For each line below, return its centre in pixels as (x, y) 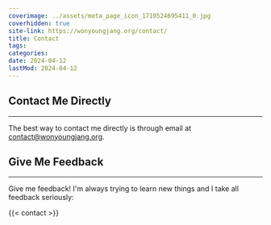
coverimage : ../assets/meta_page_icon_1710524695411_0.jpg (110, 16)
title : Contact (34, 38)
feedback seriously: (41, 198)
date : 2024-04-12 (38, 61)
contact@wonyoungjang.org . (56, 136)
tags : (17, 46)
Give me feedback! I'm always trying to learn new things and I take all (124, 189)
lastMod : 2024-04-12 (43, 69)
